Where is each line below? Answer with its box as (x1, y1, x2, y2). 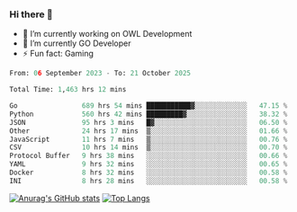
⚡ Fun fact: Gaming (22, 49, 94, 59)
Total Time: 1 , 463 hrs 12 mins (9, 85, 127, 94)
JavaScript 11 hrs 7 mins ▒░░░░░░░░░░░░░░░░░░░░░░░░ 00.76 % (9, 135, 288, 144)
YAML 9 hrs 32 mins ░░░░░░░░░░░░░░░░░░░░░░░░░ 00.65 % (9, 160, 288, 169)
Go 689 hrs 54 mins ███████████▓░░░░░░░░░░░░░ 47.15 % (9, 102, 288, 110)
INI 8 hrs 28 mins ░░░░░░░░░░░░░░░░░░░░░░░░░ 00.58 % (9, 176, 288, 185)
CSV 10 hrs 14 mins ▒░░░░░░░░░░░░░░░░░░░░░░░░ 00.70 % (9, 143, 288, 152)
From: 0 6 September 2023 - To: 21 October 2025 (9, 69, 192, 78)
